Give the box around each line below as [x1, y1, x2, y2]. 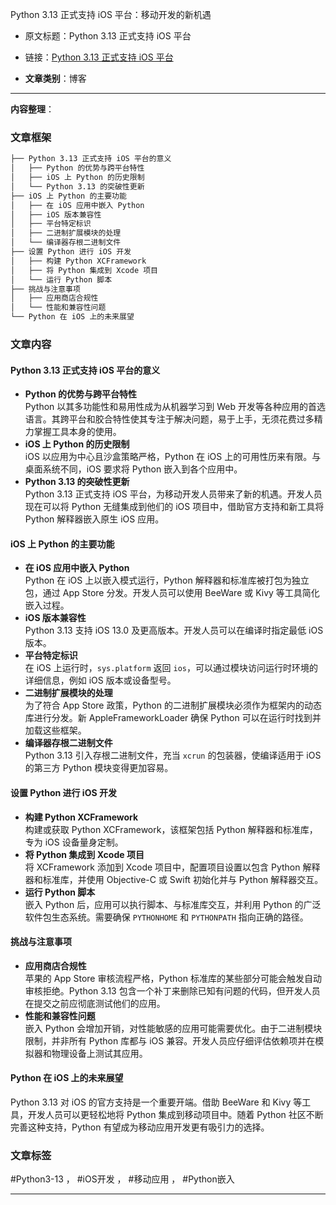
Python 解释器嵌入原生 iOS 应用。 [24, 513, 165, 525]
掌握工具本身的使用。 [33, 426, 122, 438]
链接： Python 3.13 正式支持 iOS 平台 [24, 51, 174, 63]
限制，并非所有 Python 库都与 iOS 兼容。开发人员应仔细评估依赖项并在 [24, 1034, 316, 1047]
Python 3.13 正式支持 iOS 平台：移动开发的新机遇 [10, 9, 212, 20]
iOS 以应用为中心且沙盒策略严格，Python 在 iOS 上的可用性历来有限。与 [24, 451, 322, 463]
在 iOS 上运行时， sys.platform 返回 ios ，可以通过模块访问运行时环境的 [24, 662, 319, 674]
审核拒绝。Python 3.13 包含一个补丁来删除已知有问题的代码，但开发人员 [24, 984, 321, 997]
